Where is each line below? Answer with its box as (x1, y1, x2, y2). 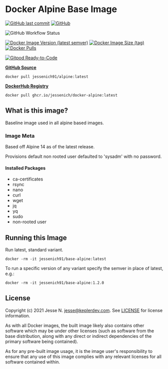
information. (5, 313, 31, 319)
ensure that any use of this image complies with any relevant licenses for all (5, 353, 162, 359)
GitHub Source (5, 64, 37, 70)
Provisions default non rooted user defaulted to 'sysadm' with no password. (5, 153, 162, 159)
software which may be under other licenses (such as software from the (5, 328, 154, 334)
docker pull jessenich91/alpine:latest (5, 74, 89, 79)
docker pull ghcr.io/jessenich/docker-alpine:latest (5, 93, 118, 98)
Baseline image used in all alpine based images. (5, 120, 104, 126)
